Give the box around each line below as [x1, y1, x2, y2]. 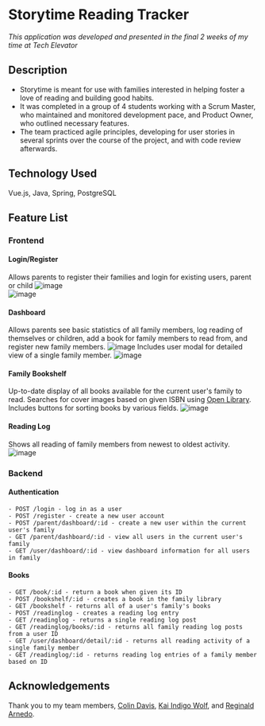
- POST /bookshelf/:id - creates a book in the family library [8, 595, 222, 603]
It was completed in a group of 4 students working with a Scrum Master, [19, 101, 256, 111]
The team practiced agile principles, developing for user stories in [19, 127, 236, 136]
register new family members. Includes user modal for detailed [8, 342, 244, 352]
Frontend [8, 235, 44, 246]
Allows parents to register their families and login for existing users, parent [8, 272, 252, 282]
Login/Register [8, 255, 59, 264]
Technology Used [8, 167, 98, 181]
